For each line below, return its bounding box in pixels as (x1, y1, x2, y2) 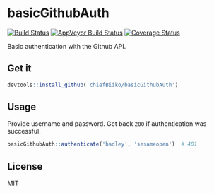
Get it (7, 62, 32, 75)
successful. (7, 127, 41, 136)
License (7, 160, 43, 172)
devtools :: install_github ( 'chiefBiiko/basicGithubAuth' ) (7, 81, 179, 88)
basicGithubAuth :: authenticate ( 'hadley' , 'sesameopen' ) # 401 (7, 141, 198, 148)
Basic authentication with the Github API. (7, 42, 126, 50)
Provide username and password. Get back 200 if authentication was (7, 119, 207, 128)
